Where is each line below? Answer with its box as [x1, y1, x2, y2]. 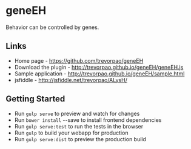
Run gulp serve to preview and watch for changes [14, 110, 140, 117]
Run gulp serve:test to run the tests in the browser [14, 122, 144, 130]
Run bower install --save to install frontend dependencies [14, 116, 162, 124]
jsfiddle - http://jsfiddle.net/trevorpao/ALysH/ [14, 76, 128, 83]
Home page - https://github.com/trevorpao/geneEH [14, 57, 144, 64]
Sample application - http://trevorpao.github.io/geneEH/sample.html [14, 70, 185, 77]
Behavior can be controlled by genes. [5, 24, 99, 31]
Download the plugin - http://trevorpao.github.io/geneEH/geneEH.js [14, 63, 184, 71]
